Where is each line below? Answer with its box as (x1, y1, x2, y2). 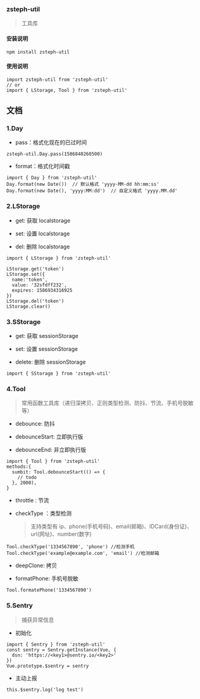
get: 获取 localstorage (15, 216, 71, 224)
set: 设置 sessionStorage (15, 345, 78, 353)
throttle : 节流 (15, 497, 49, 504)
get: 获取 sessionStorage (15, 332, 79, 339)
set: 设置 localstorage (15, 229, 71, 237)
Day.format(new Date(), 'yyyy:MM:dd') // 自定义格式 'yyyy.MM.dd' (6, 188, 178, 194)
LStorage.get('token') (6, 265, 64, 272)
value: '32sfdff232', (12, 281, 67, 288)
